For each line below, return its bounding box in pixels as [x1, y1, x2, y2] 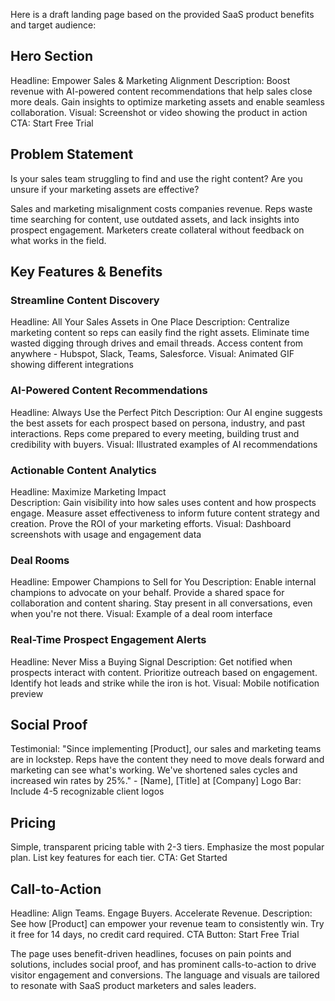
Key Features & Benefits [10, 264, 163, 281]
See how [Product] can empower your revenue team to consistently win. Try [10, 917, 325, 929]
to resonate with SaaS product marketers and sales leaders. [10, 979, 257, 991]
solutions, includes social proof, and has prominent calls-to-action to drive [10, 958, 317, 970]
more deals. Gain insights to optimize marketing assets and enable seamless [10, 95, 325, 108]
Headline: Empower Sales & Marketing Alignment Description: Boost [10, 74, 291, 86]
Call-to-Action [10, 880, 102, 898]
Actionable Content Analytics [10, 463, 157, 477]
